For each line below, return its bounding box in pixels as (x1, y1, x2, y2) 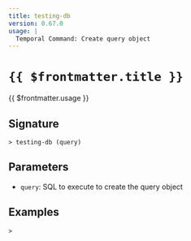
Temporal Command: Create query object (15, 34, 151, 43)
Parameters (8, 160, 69, 174)
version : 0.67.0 (8, 19, 63, 28)
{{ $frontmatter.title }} (8, 70, 184, 85)
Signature (8, 117, 59, 131)
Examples (8, 205, 59, 219)
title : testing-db (8, 11, 71, 20)
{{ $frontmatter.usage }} (8, 93, 89, 103)
